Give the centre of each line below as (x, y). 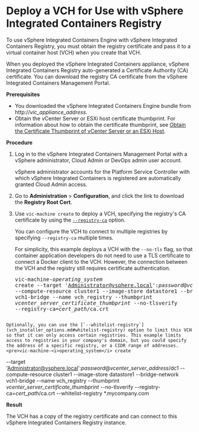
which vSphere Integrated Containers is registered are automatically (98, 178)
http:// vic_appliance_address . (51, 112)
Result (14, 405)
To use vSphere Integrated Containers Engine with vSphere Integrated (92, 40)
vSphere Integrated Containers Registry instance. (66, 423)
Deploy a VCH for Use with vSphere (95, 11)
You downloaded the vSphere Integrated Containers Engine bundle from (103, 105)
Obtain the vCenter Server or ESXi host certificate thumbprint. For (95, 118)
